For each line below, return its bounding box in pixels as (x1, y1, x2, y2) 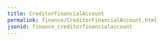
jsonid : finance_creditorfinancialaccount (7, 23, 133, 30)
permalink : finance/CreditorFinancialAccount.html (7, 17, 158, 24)
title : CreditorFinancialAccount (7, 10, 105, 17)
